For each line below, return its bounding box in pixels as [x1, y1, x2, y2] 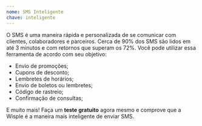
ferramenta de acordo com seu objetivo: [6, 50, 107, 58]
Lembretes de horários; [15, 75, 74, 82]
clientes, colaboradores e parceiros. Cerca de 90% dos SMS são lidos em [6, 38, 191, 45]
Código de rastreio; [15, 88, 64, 95]
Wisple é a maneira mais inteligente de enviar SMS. [6, 113, 135, 120]
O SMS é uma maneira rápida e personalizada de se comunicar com [6, 31, 177, 38]
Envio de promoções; [15, 62, 69, 70]
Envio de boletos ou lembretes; [15, 81, 93, 88]
